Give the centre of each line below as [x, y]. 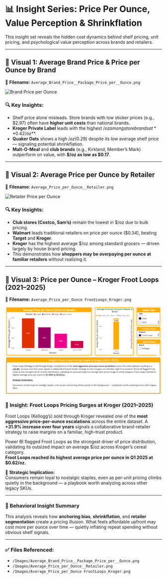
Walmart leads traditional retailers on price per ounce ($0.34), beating [84, 233]
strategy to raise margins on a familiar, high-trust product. [64, 432]
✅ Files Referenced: [30, 550]
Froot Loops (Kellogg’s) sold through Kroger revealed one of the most [77, 416]
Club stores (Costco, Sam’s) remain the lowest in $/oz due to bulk [80, 222]
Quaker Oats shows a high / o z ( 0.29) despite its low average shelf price [85, 139]
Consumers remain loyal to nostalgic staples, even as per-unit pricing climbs [83, 478]
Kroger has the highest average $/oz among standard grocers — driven [86, 244]
